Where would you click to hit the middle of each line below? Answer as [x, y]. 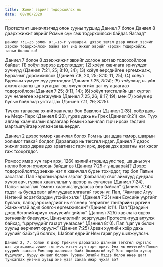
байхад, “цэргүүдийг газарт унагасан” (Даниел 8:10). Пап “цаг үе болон [80, 223]
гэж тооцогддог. [22, 151]
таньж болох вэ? [21, 51]
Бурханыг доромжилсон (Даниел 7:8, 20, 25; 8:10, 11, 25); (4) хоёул [74, 75]
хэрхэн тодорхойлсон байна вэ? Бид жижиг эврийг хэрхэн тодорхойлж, [76, 46]
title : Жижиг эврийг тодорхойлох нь [43, 10]
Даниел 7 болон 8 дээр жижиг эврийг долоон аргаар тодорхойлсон [76, 60]
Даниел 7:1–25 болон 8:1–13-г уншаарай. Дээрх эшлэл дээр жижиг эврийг [79, 42]
